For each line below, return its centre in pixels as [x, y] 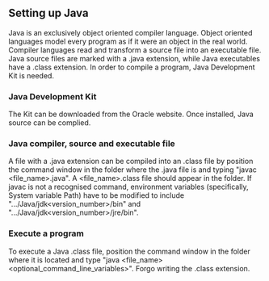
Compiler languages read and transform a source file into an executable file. [135, 50]
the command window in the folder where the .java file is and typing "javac [132, 170]
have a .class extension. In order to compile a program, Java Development [132, 67]
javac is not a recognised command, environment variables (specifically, [128, 187]
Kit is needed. [32, 75]
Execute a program [46, 233]
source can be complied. [50, 123]
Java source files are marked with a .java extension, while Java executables [134, 58]
